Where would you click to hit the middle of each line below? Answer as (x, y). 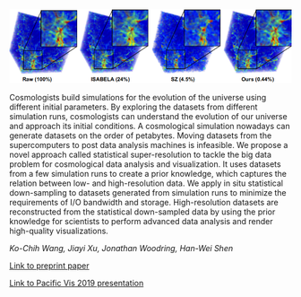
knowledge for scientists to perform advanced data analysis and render (141, 221)
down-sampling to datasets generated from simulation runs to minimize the (148, 192)
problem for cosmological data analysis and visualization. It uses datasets (145, 164)
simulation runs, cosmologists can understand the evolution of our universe (149, 116)
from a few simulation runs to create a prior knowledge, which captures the (148, 173)
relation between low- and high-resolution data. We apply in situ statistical (146, 183)
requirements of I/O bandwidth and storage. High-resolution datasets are (144, 202)
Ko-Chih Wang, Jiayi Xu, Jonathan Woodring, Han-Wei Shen (121, 248)
